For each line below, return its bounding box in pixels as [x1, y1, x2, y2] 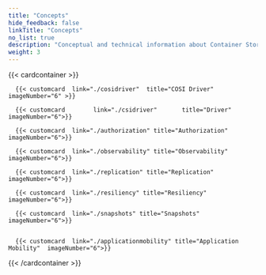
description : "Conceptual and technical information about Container [8, 41, 243, 49]
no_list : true [8, 33, 55, 42]
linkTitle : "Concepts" [8, 26, 83, 34]
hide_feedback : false [8, 19, 80, 27]
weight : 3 [8, 48, 41, 56]
